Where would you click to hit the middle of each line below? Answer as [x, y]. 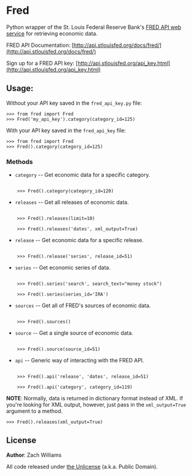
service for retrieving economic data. [52, 33]
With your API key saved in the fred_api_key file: [66, 130]
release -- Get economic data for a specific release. [79, 240]
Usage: [20, 89]
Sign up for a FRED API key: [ [42, 63]
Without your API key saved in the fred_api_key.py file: [74, 103]
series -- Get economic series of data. [63, 267]
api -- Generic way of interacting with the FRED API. [79, 361]
